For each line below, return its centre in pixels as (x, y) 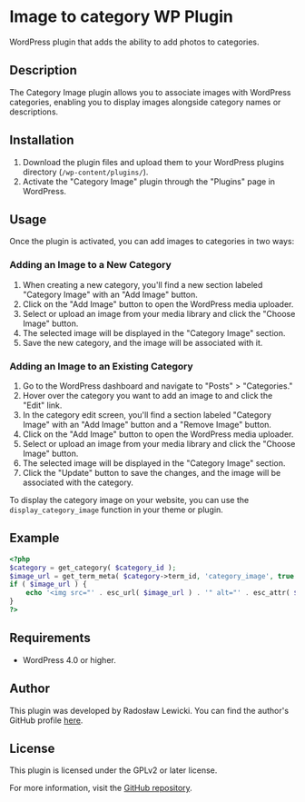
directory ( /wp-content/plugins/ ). (85, 172)
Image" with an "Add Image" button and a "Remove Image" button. (147, 424)
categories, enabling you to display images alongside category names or (145, 102)
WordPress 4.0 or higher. (69, 659)
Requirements (50, 638)
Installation (42, 140)
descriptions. (34, 112)
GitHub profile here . (46, 720)
